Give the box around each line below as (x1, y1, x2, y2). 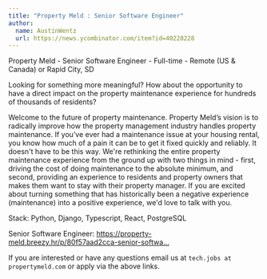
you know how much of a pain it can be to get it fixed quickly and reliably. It (8, 138, 257, 148)
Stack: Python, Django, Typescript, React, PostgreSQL (8, 213, 187, 223)
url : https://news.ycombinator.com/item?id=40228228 (15, 34, 195, 42)
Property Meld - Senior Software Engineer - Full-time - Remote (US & (8, 56, 236, 66)
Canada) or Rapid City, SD (8, 65, 94, 75)
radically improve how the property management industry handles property (8, 121, 257, 131)
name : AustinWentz (15, 26, 78, 34)
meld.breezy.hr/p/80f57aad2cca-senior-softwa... (8, 237, 169, 247)
